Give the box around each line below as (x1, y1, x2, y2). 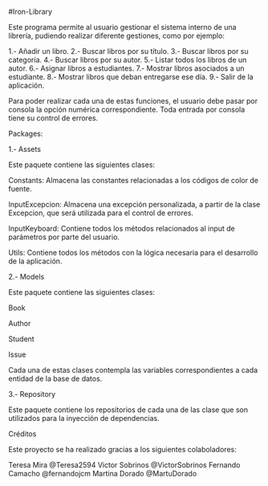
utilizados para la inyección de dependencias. (8, 414, 160, 423)
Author (8, 319, 31, 328)
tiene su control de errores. (8, 113, 99, 123)
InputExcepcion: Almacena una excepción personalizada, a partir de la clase (8, 200, 261, 209)
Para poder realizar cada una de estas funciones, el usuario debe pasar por (8, 96, 258, 105)
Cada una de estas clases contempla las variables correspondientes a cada (8, 366, 258, 374)
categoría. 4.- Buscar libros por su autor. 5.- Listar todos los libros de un (8, 55, 247, 64)
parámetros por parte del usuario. (8, 232, 120, 242)
